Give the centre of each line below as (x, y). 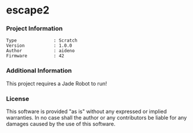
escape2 (28, 10)
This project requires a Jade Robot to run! (56, 83)
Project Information (34, 29)
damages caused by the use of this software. (61, 124)
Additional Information (39, 71)
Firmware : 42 (35, 56)
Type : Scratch (42, 41)
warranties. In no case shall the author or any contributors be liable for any (96, 118)
